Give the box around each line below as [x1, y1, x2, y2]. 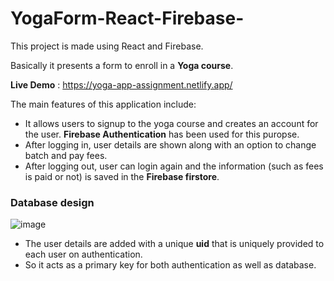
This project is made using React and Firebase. [10, 40, 204, 52]
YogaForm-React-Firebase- [10, 7, 245, 30]
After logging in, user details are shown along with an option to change [24, 138, 317, 151]
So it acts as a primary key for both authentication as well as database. [24, 259, 317, 271]
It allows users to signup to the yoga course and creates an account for [24, 117, 319, 129]
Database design [10, 195, 95, 209]
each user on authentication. [24, 248, 143, 261]
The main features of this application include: [10, 98, 197, 110]
